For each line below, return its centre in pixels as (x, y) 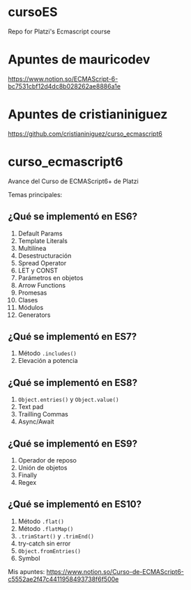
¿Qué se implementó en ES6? (73, 217)
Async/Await (36, 421)
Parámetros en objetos (51, 278)
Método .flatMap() (46, 528)
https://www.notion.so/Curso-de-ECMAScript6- (115, 571)
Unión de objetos (43, 468)
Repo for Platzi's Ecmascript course (59, 31)
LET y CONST (38, 270)
